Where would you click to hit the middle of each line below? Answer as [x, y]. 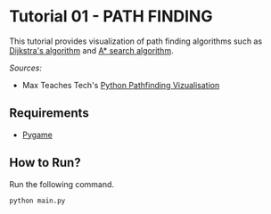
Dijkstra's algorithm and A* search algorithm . [91, 50]
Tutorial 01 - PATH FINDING [111, 16]
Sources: [26, 68]
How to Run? [45, 163]
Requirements [49, 113]
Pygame [37, 135]
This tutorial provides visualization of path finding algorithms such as [136, 41]
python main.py [37, 201]
